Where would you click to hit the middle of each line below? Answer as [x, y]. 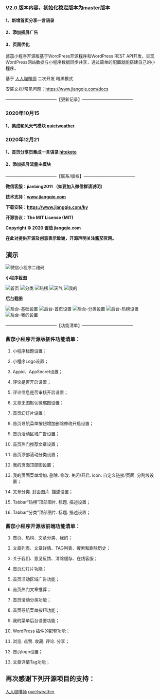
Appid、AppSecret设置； [38, 371]
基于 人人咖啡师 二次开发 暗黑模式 [39, 78]
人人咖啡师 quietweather [30, 691]
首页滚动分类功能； [32, 600]
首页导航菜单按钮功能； [36, 610]
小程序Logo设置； [31, 361]
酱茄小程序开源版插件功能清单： [43, 339]
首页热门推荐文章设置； [36, 444]
